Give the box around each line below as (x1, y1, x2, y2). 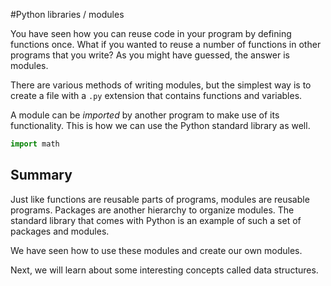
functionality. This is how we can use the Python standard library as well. (10, 120, 311, 131)
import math (10, 139, 60, 149)
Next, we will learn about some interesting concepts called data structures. (10, 264, 319, 276)
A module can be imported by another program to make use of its (10, 109, 280, 121)
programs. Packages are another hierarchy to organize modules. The (10, 204, 295, 216)
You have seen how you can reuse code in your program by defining (10, 28, 292, 39)
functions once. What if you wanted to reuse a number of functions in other (10, 39, 322, 50)
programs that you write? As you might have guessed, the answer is (10, 49, 290, 61)
